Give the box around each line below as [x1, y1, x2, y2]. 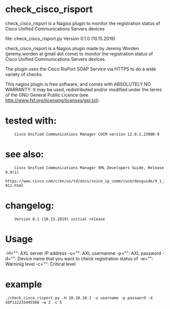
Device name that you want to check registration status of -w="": [17, 255, 153, 261]
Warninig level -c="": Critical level [5, 261, 76, 267]
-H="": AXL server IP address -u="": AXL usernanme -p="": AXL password [5, 250, 161, 256]
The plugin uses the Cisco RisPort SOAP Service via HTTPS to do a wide [5, 66, 156, 72]
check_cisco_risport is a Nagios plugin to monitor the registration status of [5, 20, 160, 26]
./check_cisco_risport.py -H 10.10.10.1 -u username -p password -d [5, 295, 153, 300]
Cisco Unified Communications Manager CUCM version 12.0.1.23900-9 [14, 132, 159, 137]
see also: [5, 148, 44, 160]
